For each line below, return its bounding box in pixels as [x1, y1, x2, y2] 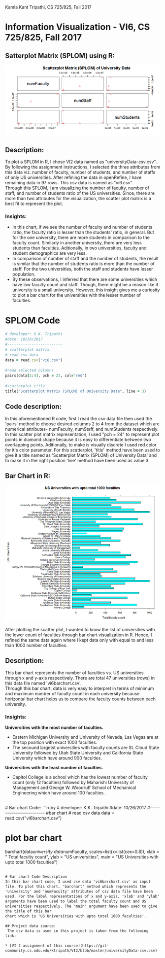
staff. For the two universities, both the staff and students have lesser [12, 266, 153, 272]
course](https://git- [65, 943, 109, 948]
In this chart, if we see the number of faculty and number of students [12, 224, 153, 230]
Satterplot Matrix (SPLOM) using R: [5, 51, 115, 60]
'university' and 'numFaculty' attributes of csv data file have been [5, 889, 153, 894]
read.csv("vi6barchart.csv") [5, 815, 62, 821]
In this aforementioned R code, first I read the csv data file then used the [5, 415, 152, 421]
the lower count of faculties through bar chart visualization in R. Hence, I [5, 632, 152, 638]
